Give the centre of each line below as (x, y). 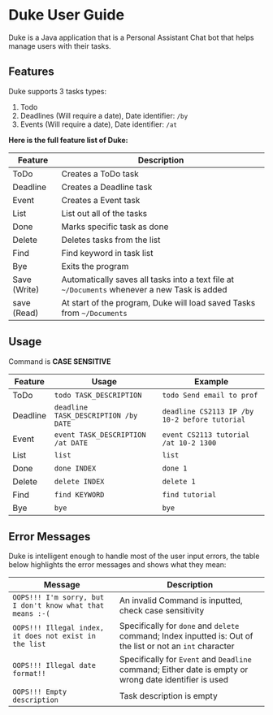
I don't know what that (58, 606)
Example (211, 381)
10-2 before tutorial (204, 419)
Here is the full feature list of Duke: (68, 140)
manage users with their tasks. (60, 45)
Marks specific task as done (115, 227)
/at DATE (71, 443)
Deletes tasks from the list (111, 240)
